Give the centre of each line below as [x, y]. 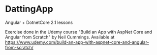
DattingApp [29, 9]
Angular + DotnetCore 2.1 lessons [39, 22]
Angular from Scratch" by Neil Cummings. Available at [60, 37]
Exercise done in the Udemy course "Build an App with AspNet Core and [79, 32]
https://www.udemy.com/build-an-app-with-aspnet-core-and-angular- [77, 42]
